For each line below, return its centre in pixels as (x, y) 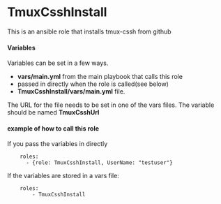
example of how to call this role (53, 128)
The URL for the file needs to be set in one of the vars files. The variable (111, 105)
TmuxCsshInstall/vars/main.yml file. (71, 92)
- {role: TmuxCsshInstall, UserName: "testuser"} (99, 163)
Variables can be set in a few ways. (58, 63)
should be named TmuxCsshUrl (53, 112)
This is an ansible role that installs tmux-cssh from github (90, 31)
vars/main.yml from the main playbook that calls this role (100, 77)
